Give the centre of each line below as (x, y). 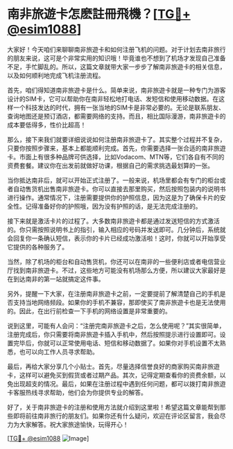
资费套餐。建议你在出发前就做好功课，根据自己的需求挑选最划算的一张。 (110, 165)
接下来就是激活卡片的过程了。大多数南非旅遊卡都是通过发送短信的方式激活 (113, 221)
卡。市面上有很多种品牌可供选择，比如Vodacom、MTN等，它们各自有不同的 (116, 157)
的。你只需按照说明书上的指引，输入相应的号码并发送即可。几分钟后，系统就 (116, 229)
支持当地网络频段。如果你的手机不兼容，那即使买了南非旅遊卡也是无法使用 (119, 302)
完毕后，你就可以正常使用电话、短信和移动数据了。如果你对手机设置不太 (116, 343)
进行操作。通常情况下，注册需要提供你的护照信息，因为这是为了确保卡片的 (113, 197)
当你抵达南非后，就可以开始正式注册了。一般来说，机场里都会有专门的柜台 (113, 180)
